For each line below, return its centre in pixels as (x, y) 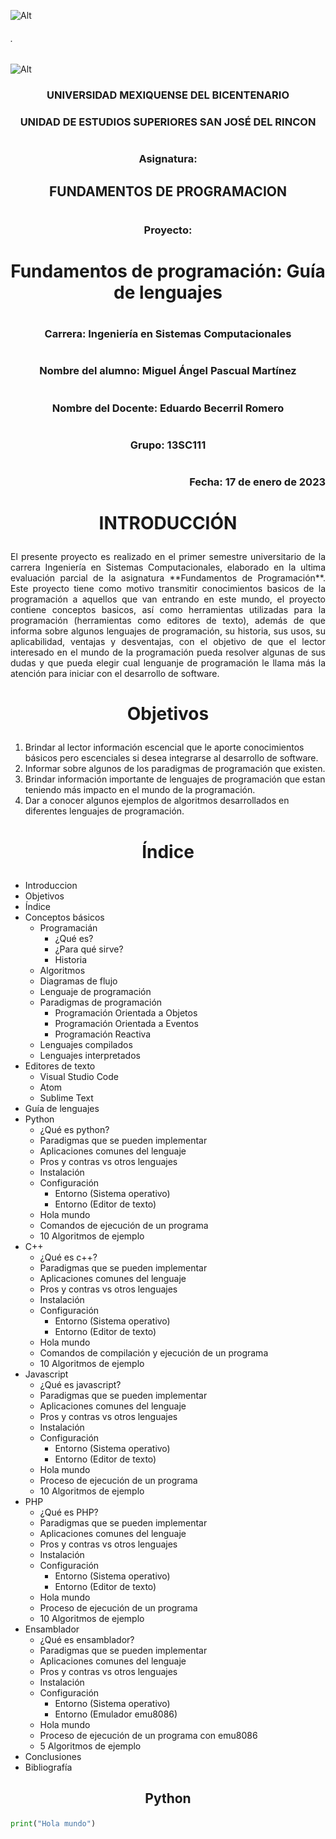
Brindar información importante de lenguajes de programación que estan (175, 779)
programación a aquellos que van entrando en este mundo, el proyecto (168, 599)
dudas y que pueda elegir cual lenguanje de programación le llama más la (168, 663)
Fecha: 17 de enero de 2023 (257, 482)
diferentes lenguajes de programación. (104, 811)
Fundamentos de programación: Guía (168, 271)
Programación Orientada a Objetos (126, 1012)
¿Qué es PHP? (69, 1512)
